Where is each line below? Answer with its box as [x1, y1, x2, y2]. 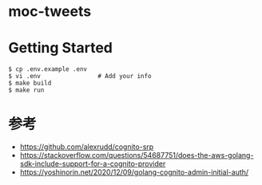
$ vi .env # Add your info [8, 73, 152, 81]
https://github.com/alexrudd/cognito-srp [19, 142, 154, 152]
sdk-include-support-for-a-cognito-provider [19, 159, 166, 169]
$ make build [8, 79, 52, 88]
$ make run [8, 86, 45, 94]
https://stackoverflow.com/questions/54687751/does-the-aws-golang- [19, 151, 254, 160]
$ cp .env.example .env [8, 65, 88, 73]
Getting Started [8, 39, 113, 57]
